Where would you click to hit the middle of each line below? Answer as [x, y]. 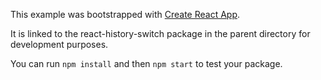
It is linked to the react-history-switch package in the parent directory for [160, 33]
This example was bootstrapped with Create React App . [125, 14]
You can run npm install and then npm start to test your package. [146, 63]
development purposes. [59, 44]
